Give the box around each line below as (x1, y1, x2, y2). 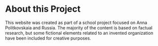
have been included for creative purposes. (5, 35, 91, 41)
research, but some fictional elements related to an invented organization (5, 30, 154, 36)
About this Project (5, 3, 81, 15)
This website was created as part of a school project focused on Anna (5, 20, 148, 25)
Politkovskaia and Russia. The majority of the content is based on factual (5, 24, 153, 30)
